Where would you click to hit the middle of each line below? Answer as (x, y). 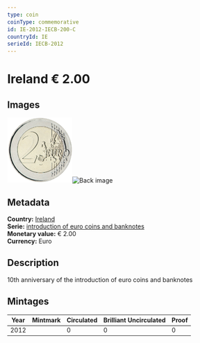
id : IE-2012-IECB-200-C (42, 29)
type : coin (23, 15)
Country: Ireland (31, 219)
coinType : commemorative (43, 22)
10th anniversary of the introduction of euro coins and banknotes (100, 279)
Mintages (28, 302)
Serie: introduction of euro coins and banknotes (76, 226)
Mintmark (47, 320)
